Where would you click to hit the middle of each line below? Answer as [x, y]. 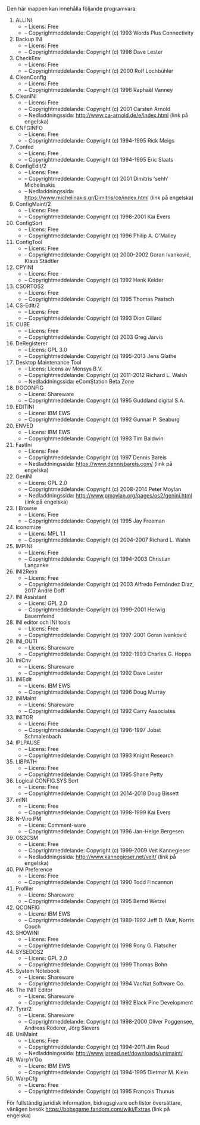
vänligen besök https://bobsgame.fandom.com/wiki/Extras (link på [88, 1109]
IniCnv [23, 660]
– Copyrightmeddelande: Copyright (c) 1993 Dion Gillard [93, 318]
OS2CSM [26, 838]
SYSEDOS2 [29, 952]
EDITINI [25, 407]
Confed [25, 147]
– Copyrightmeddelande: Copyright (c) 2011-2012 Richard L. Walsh [106, 375]
